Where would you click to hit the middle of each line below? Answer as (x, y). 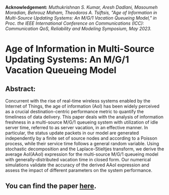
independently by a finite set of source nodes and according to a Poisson (81, 138)
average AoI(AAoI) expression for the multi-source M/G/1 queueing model (82, 154)
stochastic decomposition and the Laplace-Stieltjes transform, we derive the (85, 149)
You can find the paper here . (51, 186)
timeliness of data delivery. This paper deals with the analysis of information (84, 117)
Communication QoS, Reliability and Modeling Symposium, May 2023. (78, 29)
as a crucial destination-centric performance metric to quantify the (75, 112)
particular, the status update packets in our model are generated (72, 133)
